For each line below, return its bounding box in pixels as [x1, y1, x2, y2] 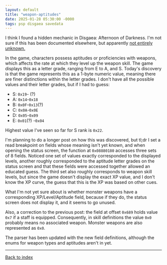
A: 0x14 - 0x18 [12, 97, 38, 103]
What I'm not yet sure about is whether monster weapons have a [5, 189, 138, 195]
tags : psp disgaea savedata [5, 21, 64, 26]
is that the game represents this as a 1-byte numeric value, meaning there [5, 71, 156, 77]
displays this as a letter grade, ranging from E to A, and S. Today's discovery [5, 66, 162, 72]
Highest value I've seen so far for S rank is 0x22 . [5, 128, 103, 133]
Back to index [5, 255, 33, 261]
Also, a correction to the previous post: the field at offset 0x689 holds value [5, 209, 158, 215]
